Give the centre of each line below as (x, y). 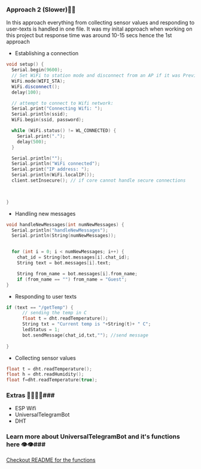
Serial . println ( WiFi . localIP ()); (53, 175)
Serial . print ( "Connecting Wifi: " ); (57, 109)
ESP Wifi (25, 408)
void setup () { (25, 64)
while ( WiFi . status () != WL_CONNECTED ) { (64, 131)
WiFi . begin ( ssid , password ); (48, 120)
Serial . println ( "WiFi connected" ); (56, 164)
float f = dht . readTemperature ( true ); (52, 380)
